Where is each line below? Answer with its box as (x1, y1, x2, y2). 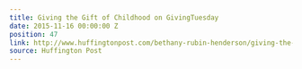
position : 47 (9, 30, 58, 39)
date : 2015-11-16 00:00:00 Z (9, 22, 119, 30)
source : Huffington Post (9, 47, 102, 56)
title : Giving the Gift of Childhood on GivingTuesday (9, 13, 219, 22)
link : (9, 38, 30, 47)
